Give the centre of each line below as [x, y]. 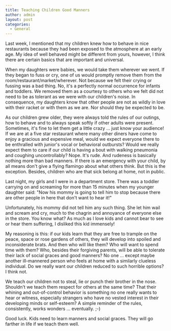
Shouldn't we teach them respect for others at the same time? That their [81, 287]
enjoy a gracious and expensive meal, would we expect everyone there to [82, 139]
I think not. [17, 272]
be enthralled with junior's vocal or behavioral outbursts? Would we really [82, 145]
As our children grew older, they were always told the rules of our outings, [83, 117]
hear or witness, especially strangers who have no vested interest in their [82, 298]
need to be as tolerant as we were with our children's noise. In [70, 97]
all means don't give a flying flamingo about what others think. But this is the [85, 166]
